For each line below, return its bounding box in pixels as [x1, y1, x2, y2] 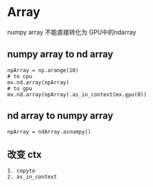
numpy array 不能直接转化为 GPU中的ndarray [7, 28, 136, 36]
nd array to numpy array [7, 110, 114, 122]
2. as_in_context [7, 174, 57, 181]
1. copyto [7, 168, 36, 175]
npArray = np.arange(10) [7, 66, 79, 73]
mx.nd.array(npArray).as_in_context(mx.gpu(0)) [7, 91, 147, 98]
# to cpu [7, 73, 33, 80]
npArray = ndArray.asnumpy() [7, 128, 91, 135]
